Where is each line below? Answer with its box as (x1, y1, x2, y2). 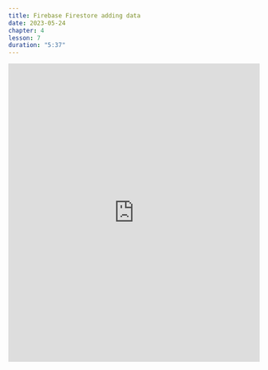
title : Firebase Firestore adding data (8, 11, 141, 20)
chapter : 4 (8, 26, 45, 34)
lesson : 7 (8, 33, 41, 42)
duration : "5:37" (8, 41, 66, 49)
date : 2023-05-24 (8, 19, 66, 27)
